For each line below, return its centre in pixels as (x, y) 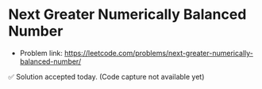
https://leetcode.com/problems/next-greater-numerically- (159, 53)
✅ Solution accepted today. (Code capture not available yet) (106, 76)
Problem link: (41, 53)
